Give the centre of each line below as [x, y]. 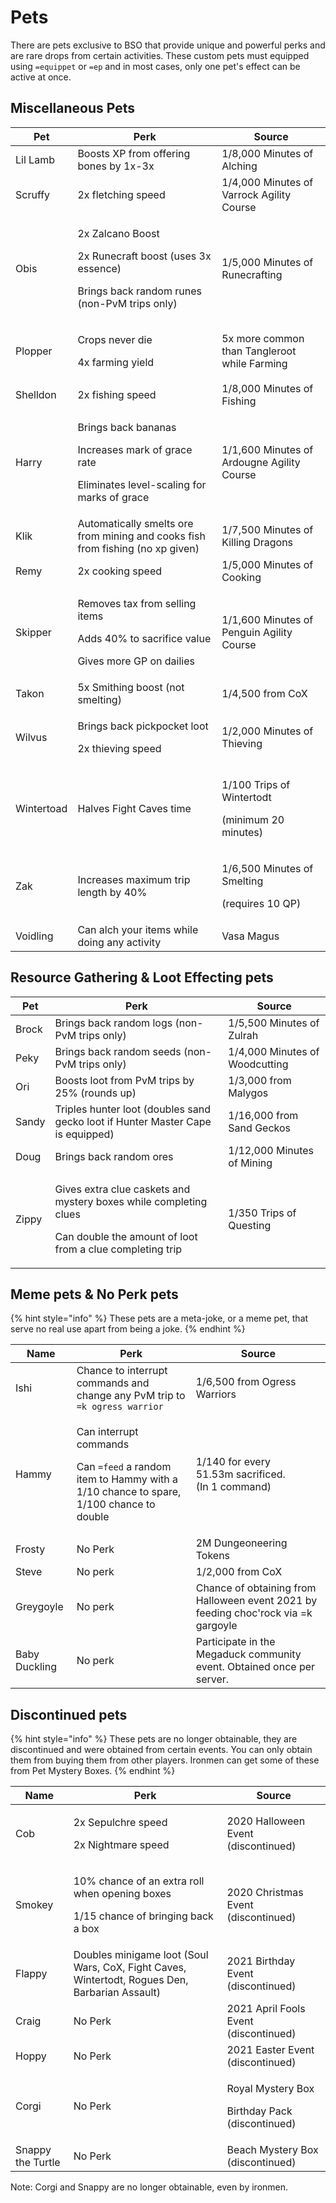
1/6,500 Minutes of [267, 868]
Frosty [30, 1549]
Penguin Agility [257, 632]
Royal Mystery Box [270, 2089]
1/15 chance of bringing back [143, 1916]
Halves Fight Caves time [134, 808]
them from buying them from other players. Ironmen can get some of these [165, 1760]
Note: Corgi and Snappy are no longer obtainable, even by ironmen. [149, 2187]
